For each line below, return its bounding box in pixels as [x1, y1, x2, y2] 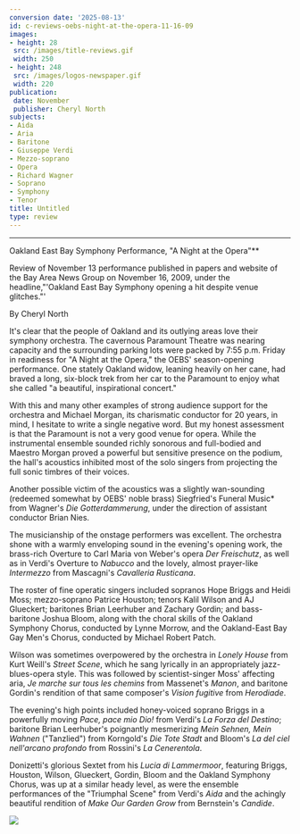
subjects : [9, 113, 46, 121]
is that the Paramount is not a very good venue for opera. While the [9, 428, 257, 438]
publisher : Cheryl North [12, 104, 105, 113]
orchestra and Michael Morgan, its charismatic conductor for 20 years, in [9, 409, 279, 420]
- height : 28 [9, 38, 58, 47]
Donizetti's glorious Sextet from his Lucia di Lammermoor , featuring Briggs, [9, 760, 287, 771]
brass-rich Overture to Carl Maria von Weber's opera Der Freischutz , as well [9, 548, 290, 559]
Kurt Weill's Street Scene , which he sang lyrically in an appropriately [9, 658, 261, 670]
